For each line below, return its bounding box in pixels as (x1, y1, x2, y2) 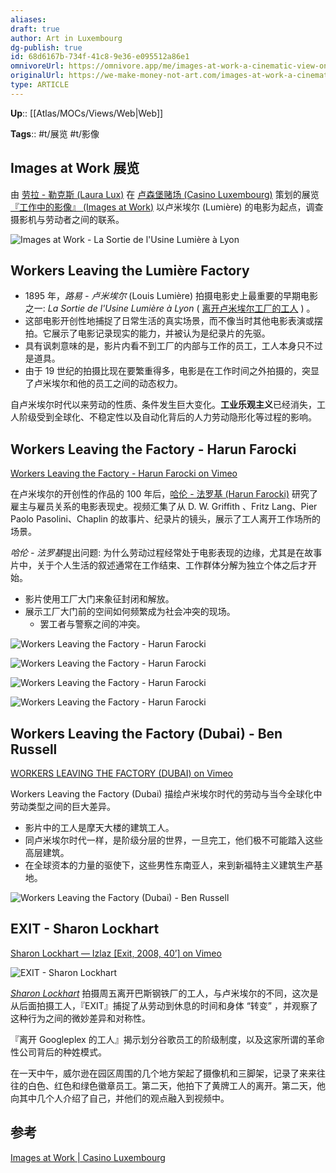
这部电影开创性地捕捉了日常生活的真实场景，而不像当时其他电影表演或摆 (24, 315, 323, 327)
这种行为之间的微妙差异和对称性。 (10, 1012, 151, 1024)
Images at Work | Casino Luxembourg (10, 1151, 166, 1163)
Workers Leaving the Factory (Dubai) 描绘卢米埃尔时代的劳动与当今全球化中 (10, 788, 323, 800)
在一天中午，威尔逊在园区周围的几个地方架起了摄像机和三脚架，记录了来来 (10, 1067, 317, 1079)
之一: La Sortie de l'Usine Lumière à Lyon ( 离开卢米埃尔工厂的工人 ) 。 (24, 302, 316, 315)
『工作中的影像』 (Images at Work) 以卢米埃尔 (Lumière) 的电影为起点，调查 (10, 201, 324, 213)
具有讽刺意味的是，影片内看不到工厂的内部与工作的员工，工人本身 (24, 340, 297, 352)
